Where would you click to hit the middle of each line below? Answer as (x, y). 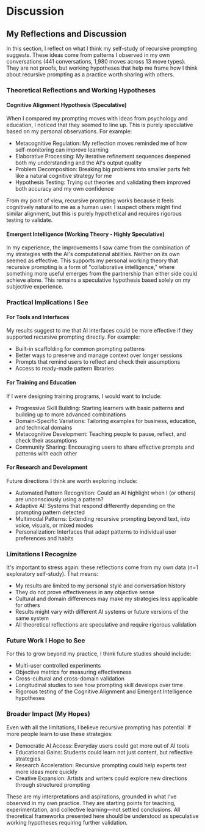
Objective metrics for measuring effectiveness (74, 672)
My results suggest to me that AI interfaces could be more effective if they (100, 331)
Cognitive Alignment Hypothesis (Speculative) (67, 105)
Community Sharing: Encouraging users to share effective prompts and (105, 447)
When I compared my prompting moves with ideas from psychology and (97, 119)
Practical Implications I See (47, 303)
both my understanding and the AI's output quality (78, 163)
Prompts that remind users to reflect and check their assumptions (98, 362)
